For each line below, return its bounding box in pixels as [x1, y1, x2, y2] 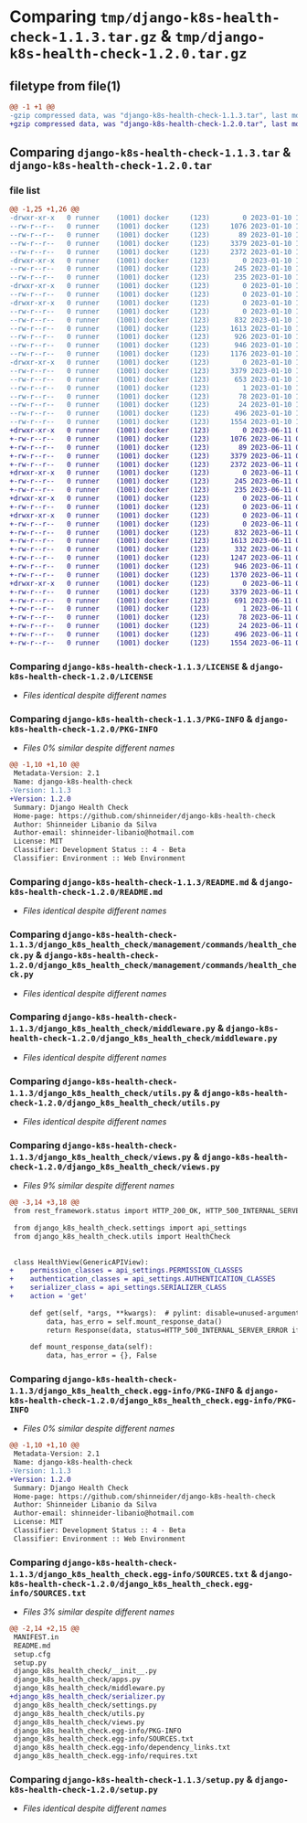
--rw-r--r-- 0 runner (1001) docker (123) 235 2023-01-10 [9, 272, 292, 283]
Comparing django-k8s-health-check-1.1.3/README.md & [9, 875, 259, 888]
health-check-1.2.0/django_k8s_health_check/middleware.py [9, 1033, 278, 1044]
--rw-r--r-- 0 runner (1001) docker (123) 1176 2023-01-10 [9, 349, 292, 358]
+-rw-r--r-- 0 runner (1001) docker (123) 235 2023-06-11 [9, 485, 292, 495]
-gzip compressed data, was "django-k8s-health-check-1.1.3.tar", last [9, 111, 288, 120]
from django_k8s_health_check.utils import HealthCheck [13, 1231, 231, 1241]
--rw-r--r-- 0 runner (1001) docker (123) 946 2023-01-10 [9, 341, 292, 350]
